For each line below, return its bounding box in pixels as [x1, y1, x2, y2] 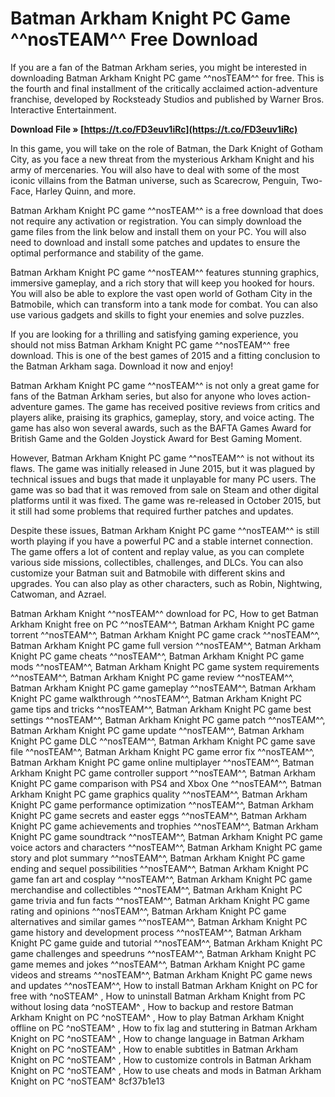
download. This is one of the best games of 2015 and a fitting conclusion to [10, 349, 321, 361]
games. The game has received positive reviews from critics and [54, 400, 321, 412]
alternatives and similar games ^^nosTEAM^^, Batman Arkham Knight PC [10, 915, 308, 927]
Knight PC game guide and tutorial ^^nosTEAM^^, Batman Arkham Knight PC [10, 937, 323, 949]
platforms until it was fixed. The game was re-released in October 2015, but [10, 494, 322, 506]
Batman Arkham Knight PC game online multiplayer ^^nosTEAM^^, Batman [10, 756, 315, 768]
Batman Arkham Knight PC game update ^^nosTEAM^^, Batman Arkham [10, 724, 305, 736]
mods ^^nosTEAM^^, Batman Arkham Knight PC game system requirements [10, 660, 320, 672]
